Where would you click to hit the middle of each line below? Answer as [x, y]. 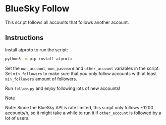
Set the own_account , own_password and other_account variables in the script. [83, 68]
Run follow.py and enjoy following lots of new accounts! [63, 88]
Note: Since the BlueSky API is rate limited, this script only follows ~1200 [79, 107]
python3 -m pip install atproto [38, 59]
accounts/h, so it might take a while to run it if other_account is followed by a [83, 113]
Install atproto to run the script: [37, 49]
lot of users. [17, 118]
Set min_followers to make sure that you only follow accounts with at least [81, 73]
